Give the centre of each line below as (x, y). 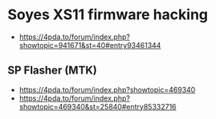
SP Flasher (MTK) (52, 71)
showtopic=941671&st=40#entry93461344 (90, 45)
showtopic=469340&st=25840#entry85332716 (98, 106)
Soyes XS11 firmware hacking (108, 15)
